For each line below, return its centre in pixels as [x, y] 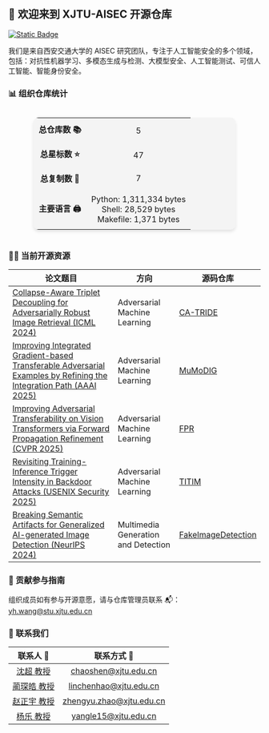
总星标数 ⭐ [60, 155]
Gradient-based [43, 356]
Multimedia [139, 525]
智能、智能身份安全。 [50, 70]
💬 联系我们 [29, 633]
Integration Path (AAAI [54, 385]
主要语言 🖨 [60, 208]
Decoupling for [40, 303]
